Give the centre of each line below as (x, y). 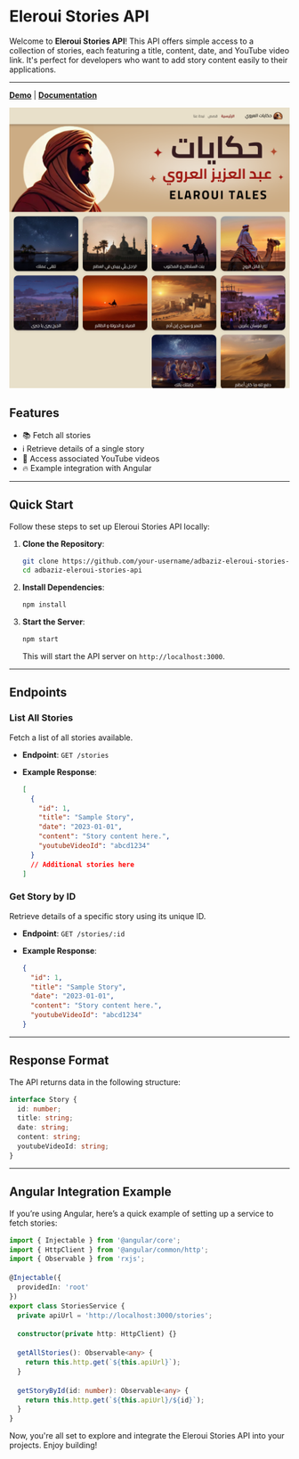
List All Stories (41, 718)
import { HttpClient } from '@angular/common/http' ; (109, 1250)
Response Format (59, 1060)
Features (34, 413)
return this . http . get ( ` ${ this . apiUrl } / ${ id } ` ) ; (115, 1400)
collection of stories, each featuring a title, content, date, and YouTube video (149, 50)
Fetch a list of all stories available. (71, 738)
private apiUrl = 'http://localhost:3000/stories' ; (115, 1316)
